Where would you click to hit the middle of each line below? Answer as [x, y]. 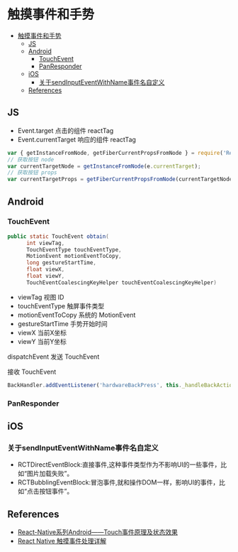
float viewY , [45, 276]
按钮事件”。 [56, 492]
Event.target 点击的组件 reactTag [66, 130]
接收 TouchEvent [32, 372]
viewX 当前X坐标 [42, 332]
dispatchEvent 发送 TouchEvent [53, 357]
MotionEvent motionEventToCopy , [74, 256]
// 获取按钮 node [31, 159]
